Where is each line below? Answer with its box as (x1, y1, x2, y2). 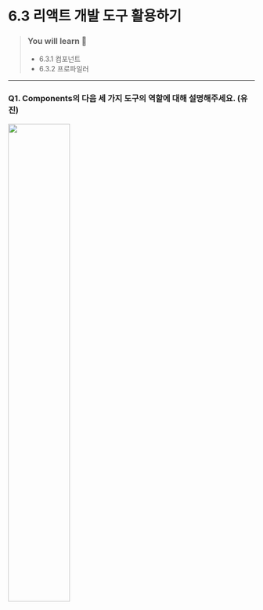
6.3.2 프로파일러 (38, 64, 89, 74)
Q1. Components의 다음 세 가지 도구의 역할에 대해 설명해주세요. (8, 93, 236, 104)
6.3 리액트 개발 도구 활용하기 (8, 7, 182, 25)
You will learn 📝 (27, 36, 88, 47)
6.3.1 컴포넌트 (38, 54, 81, 64)
